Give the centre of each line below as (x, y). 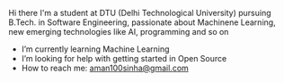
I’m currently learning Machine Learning (95, 49)
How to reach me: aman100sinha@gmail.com (105, 68)
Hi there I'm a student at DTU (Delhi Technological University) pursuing (140, 13)
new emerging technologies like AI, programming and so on (119, 32)
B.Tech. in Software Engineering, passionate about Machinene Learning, (142, 22)
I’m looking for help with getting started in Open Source (124, 58)
